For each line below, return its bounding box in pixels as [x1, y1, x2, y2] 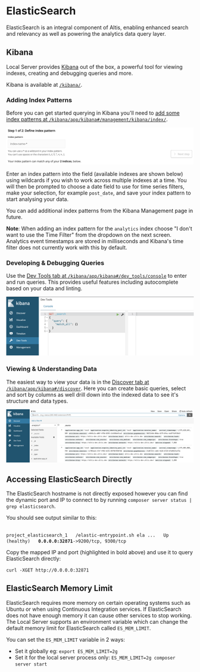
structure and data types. [6, 397, 68, 404]
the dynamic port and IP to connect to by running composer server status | [6, 497, 192, 504]
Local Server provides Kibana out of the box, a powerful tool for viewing [6, 63, 183, 70]
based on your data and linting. [6, 285, 83, 292]
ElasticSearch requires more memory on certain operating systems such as [6, 599, 190, 606]
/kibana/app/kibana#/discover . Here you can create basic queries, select [6, 385, 186, 392]
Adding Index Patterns [6, 96, 73, 104]
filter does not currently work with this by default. [6, 244, 127, 251]
